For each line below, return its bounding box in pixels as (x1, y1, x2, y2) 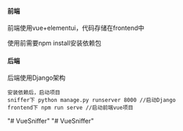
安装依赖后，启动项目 (7, 89, 60, 96)
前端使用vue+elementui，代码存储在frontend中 (7, 23, 145, 32)
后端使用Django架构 (7, 73, 66, 82)
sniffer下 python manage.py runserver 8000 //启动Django (7, 97, 176, 104)
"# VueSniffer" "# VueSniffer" (7, 117, 94, 125)
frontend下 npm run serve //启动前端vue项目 (7, 104, 133, 112)
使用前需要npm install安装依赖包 (7, 39, 101, 48)
